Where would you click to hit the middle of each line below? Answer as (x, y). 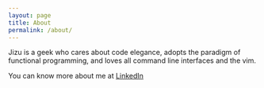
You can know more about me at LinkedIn (76, 76)
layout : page (30, 15)
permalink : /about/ (40, 30)
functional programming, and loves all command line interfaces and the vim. (132, 60)
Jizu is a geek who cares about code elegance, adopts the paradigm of (124, 53)
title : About (30, 23)
